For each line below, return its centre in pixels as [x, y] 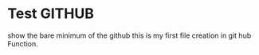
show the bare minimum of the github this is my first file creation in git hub [129, 35]
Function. [23, 43]
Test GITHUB [51, 14]
